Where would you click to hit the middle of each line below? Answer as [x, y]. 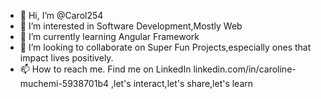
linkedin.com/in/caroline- [245, 69]
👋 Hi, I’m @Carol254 [61, 15]
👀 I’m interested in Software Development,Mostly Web [131, 26]
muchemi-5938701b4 [64, 83]
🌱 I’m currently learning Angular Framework [109, 36]
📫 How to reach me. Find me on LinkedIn [105, 69]
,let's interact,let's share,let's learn [182, 83]
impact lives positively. [66, 58]
